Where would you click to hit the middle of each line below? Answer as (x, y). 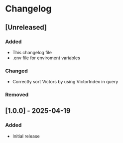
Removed (17, 95)
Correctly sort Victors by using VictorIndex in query (65, 82)
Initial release (26, 136)
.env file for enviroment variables (46, 58)
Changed (17, 71)
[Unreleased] (26, 27)
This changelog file (32, 52)
